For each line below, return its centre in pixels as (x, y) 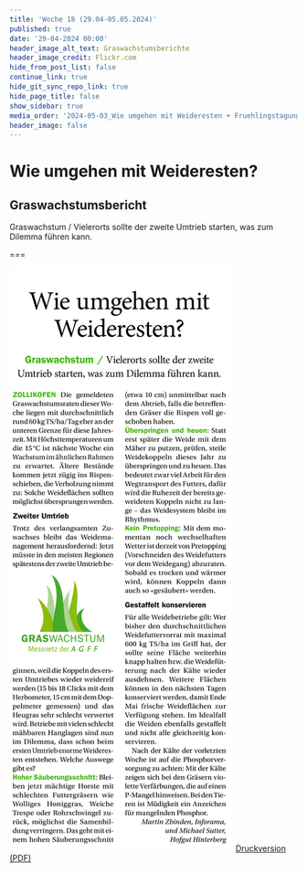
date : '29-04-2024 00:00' (58, 38)
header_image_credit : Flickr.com (73, 58)
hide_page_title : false (55, 96)
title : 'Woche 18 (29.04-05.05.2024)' (83, 19)
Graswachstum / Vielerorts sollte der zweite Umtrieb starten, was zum (142, 227)
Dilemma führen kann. (51, 236)
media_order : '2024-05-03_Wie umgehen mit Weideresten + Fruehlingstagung (155, 116)
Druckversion (260, 848)
